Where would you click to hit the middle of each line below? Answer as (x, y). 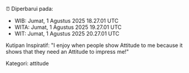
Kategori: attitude (27, 63)
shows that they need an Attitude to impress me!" (67, 52)
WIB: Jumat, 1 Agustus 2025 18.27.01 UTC (66, 21)
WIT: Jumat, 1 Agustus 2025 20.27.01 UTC (67, 33)
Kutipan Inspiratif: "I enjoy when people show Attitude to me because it (94, 45)
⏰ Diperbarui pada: (30, 9)
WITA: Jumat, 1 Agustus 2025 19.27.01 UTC (68, 27)
